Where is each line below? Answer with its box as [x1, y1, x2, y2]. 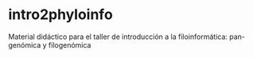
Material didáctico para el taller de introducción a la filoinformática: [8, 32, 228, 41]
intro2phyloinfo [8, 6, 113, 24]
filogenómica [48, 40, 91, 49]
